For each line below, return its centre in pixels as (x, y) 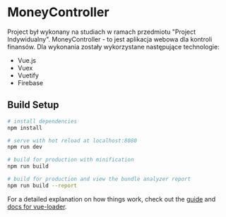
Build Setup (33, 105)
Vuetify (28, 75)
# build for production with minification (71, 160)
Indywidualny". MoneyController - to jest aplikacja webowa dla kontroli (110, 39)
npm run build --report (42, 185)
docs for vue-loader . (37, 206)
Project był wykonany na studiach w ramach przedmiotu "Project (102, 32)
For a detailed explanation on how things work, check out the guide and (112, 199)
